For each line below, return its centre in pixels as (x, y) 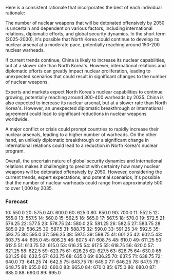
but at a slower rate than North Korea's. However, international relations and (85, 66)
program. (15, 151)
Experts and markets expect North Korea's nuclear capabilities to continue (84, 92)
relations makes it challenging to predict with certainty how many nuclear (83, 166)
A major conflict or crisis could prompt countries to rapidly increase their (82, 129)
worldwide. (17, 119)
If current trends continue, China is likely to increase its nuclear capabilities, (85, 60)
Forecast (17, 201)
